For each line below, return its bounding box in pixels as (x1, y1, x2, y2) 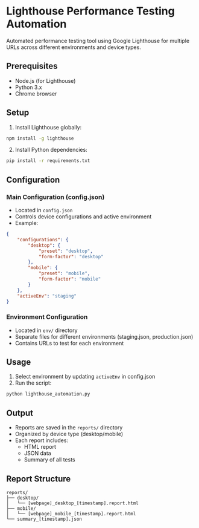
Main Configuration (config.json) (6, 192, 105, 201)
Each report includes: (14, 437, 68, 444)
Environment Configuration (6, 313, 88, 321)
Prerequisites (6, 61, 58, 71)
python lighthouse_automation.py (6, 391, 90, 397)
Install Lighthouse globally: (14, 123, 82, 131)
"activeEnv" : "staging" (17, 293, 77, 299)
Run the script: (14, 379, 52, 386)
